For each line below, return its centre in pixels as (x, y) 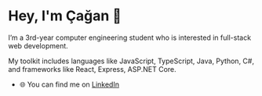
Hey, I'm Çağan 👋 (65, 16)
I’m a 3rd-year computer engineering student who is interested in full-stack (130, 37)
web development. (38, 45)
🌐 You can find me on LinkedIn (69, 84)
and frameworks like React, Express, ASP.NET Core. (92, 69)
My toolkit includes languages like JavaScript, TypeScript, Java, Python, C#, (131, 61)
